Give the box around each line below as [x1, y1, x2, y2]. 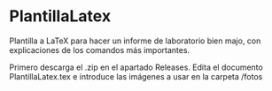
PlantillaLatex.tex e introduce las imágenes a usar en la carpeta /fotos [9, 71, 263, 81]
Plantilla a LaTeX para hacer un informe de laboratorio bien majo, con [9, 35, 261, 46]
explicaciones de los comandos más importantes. [9, 44, 190, 55]
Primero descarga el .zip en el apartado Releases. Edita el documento [9, 62, 263, 72]
